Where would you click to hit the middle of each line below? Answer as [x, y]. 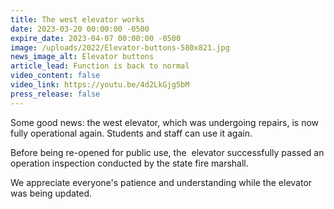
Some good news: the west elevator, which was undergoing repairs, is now [165, 122]
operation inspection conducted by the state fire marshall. [129, 163]
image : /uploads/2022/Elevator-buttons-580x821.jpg [120, 47]
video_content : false [55, 76]
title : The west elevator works [77, 19]
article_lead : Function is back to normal [100, 66]
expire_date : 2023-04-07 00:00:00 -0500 [96, 38]
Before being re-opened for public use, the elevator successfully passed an [167, 152]
